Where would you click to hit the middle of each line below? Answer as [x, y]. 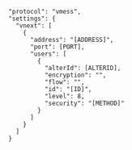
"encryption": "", [75, 75]
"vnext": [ [34, 26]
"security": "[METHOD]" [84, 103]
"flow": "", [64, 82]
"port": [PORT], [57, 47]
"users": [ [49, 54]
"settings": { [32, 19]
